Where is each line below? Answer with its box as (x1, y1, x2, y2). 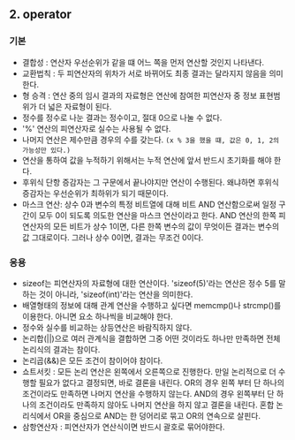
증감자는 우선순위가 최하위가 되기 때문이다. (21, 187, 170, 198)
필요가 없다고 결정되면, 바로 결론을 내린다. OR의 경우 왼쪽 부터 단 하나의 (38, 377, 285, 388)
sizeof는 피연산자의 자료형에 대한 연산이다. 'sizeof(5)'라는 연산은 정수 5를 (21, 277, 276, 288)
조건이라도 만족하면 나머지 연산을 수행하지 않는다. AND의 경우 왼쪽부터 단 (21, 388, 275, 398)
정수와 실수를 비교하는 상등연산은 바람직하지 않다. (21, 322, 193, 332)
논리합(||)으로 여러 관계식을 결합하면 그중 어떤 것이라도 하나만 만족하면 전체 (21, 333, 281, 344)
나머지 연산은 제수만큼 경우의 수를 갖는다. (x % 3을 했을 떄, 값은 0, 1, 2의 (21, 134, 280, 145)
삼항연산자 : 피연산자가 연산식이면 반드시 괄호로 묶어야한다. (21, 421, 225, 432)
